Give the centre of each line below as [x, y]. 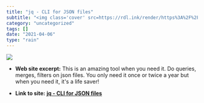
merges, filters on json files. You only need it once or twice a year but [102, 75]
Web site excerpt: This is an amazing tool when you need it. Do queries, [105, 68]
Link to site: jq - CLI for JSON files [58, 93]
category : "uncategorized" [40, 23]
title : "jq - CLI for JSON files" [50, 12]
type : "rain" [23, 40]
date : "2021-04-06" [31, 35]
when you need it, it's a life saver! [57, 81]
